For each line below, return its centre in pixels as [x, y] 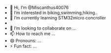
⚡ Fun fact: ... [23, 46]
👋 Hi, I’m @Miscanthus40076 [39, 8]
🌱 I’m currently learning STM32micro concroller [58, 18]
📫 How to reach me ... [32, 34]
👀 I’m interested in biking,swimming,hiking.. [54, 13]
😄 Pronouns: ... [26, 41]
